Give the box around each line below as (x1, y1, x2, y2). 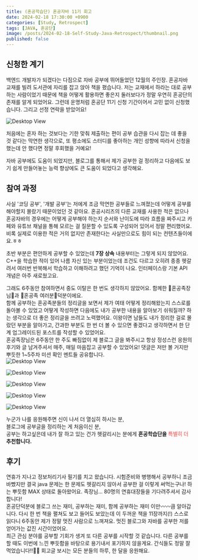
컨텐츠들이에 (163, 230, 193, 237)
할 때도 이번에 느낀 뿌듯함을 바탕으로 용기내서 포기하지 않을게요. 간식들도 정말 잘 (6, 540, 191, 547)
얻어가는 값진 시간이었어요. (6, 525, 68, 532)
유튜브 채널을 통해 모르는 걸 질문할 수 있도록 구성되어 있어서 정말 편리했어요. (17, 222, 192, 229)
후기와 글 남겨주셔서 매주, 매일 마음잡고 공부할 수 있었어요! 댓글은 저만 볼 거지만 (6, 343, 189, 350)
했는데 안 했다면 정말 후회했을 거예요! (6, 144, 92, 151)
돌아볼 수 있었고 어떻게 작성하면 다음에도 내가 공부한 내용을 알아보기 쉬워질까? (6, 307, 186, 314)
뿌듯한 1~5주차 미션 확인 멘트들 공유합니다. (6, 351, 105, 358)
